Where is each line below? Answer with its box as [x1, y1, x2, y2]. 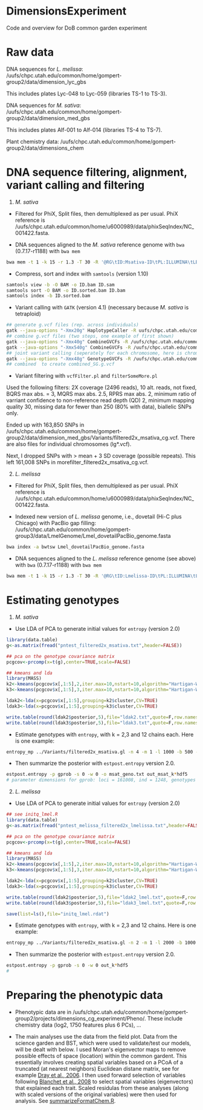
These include [147, 1015, 183, 1022]
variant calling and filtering [6, 178, 145, 192]
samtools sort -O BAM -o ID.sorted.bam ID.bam [6, 287, 126, 294]
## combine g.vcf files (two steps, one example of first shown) [6, 334, 174, 340]
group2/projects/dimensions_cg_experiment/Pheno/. [14, 1015, 146, 1022]
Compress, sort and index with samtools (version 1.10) [14, 270, 149, 277]
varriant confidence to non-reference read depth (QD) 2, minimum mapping [6, 397, 195, 404]
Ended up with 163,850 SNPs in [6, 421, 85, 428]
